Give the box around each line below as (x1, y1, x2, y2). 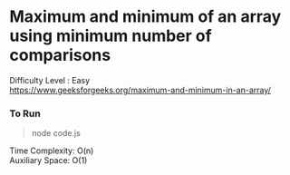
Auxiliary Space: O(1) (9, 155, 88, 166)
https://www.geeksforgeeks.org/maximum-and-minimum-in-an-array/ (9, 84, 272, 95)
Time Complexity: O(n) (9, 145, 94, 156)
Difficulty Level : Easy (9, 74, 91, 85)
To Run (9, 107, 41, 120)
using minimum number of (9, 25, 212, 46)
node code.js (31, 128, 82, 139)
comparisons (9, 45, 111, 65)
